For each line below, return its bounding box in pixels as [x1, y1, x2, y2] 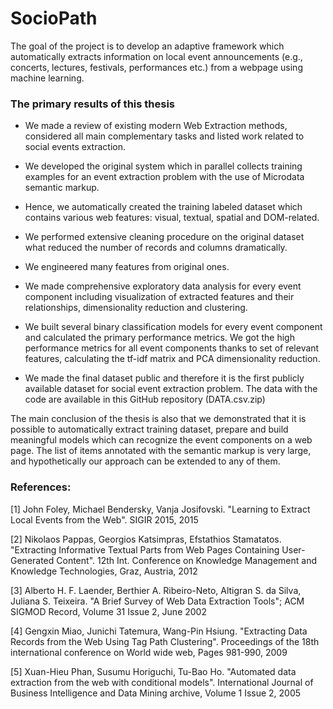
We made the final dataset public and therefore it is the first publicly [24, 372, 305, 384]
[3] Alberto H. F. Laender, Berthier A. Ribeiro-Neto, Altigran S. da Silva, [10, 584, 302, 596]
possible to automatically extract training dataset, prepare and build [10, 423, 289, 436]
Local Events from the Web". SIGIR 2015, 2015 [10, 513, 199, 526]
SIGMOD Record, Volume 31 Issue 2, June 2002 [10, 605, 207, 617]
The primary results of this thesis [10, 97, 176, 111]
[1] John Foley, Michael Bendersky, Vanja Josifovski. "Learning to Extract [10, 503, 311, 515]
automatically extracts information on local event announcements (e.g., [10, 50, 303, 62]
